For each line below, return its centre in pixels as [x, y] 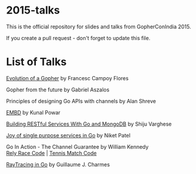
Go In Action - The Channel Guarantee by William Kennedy [77, 147]
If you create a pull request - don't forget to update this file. [78, 38]
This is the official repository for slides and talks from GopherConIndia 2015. [99, 27]
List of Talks [36, 62]
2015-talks [33, 10]
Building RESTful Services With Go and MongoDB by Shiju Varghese [89, 124]
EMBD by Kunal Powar [33, 112]
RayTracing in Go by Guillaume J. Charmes [58, 164]
